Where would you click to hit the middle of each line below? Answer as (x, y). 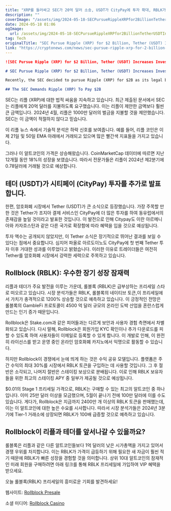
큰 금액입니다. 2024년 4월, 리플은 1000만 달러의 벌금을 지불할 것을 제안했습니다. (85, 113)
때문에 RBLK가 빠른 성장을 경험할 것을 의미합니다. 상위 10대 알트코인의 (80, 458)
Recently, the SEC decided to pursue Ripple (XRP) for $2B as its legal (84, 80)
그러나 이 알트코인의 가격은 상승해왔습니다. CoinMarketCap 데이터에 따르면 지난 (85, 153)
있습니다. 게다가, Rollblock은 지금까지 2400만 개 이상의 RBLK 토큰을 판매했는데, (85, 401)
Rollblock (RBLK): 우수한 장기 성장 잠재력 (67, 273)
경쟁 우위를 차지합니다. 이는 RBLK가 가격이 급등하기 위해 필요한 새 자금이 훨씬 (82, 451)
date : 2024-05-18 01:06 (31, 24)
